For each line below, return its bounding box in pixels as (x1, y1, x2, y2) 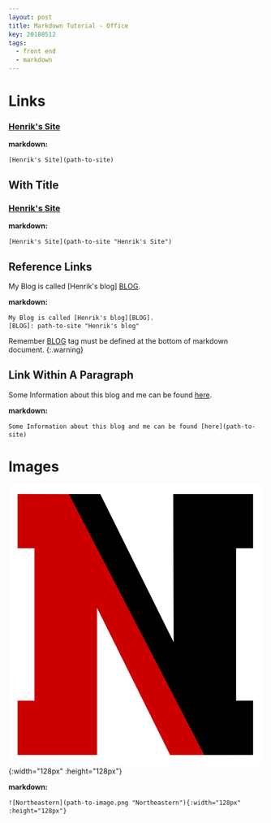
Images (8, 457, 59, 475)
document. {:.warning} (8, 344, 84, 354)
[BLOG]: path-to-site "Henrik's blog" (8, 322, 140, 330)
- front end (15, 47, 57, 56)
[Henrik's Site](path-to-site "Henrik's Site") (8, 238, 173, 246)
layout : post (8, 13, 53, 21)
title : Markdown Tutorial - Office (8, 21, 129, 30)
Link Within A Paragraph (8, 368, 134, 382)
